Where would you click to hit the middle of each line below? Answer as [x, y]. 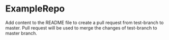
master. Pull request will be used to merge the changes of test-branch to [81, 27]
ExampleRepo [35, 9]
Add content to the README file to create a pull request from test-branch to [84, 22]
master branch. [21, 33]
